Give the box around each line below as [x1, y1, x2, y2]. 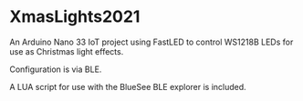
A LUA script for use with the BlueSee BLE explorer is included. [9, 81, 246, 92]
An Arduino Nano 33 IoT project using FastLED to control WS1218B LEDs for [9, 36, 294, 47]
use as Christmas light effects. [9, 45, 124, 56]
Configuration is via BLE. [9, 64, 102, 75]
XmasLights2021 [9, 6, 141, 27]
